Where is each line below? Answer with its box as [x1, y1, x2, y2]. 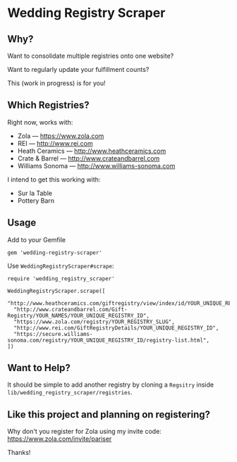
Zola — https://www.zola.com [17, 132, 104, 140]
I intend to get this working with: [7, 175, 101, 184]
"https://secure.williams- [13, 330, 93, 337]
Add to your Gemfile [7, 235, 66, 244]
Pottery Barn [17, 196, 55, 205]
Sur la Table [17, 189, 53, 197]
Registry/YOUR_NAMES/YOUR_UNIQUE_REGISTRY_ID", [7, 312, 150, 319]
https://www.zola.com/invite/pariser [7, 435, 112, 443]
